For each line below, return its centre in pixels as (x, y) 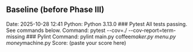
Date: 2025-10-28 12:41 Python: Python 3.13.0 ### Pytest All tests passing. (96, 24)
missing (16, 36)
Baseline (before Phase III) (55, 10)
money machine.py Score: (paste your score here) (66, 43)
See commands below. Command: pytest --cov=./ (67, 30)
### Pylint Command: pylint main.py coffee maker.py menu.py (101, 36)
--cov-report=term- (152, 30)
